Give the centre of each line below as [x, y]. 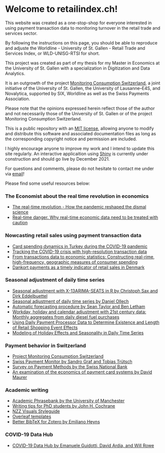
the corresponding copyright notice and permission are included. [71, 139]
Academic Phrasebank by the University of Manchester [68, 401]
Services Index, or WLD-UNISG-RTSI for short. [52, 53]
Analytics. [15, 73]
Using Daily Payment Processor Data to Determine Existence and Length [86, 322]
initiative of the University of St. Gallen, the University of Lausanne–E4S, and [83, 88]
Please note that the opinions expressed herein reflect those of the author [80, 108]
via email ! [15, 173]
